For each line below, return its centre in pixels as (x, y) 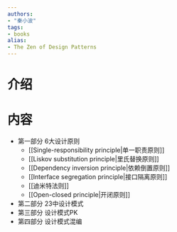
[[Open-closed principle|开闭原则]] (79, 195)
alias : (17, 41)
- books (19, 34)
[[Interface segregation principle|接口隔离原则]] (98, 177)
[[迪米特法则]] (49, 186)
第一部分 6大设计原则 (49, 141)
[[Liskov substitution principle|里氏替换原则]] (93, 159)
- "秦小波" (22, 21)
